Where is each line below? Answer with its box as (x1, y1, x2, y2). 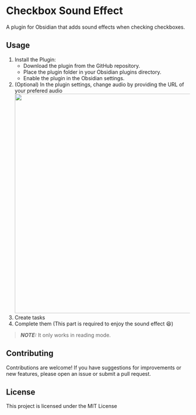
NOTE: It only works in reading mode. (20, 331, 111, 338)
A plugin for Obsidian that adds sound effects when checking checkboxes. (6, 23, 185, 30)
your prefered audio (14, 87, 63, 94)
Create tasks (14, 314, 45, 321)
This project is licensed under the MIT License (6, 403, 118, 410)
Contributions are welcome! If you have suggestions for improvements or (6, 364, 182, 371)
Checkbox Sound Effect (6, 4, 124, 18)
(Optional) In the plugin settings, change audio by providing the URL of (14, 81, 184, 88)
